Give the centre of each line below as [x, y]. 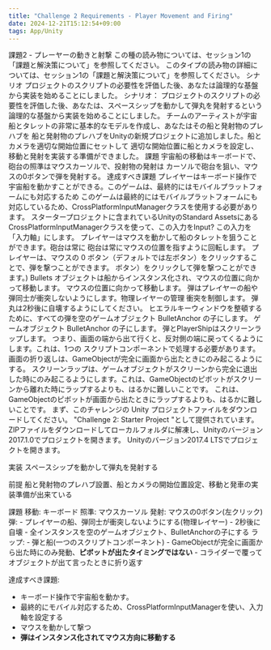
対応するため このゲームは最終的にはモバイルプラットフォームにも [147, 197]
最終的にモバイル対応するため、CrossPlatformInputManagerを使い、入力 [142, 607]
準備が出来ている [44, 494]
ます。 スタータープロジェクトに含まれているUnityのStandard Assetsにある [133, 217]
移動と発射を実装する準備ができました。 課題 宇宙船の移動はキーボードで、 [134, 156]
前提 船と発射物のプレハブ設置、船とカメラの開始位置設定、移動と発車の [130, 485]
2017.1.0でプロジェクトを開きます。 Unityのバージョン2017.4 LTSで [119, 440]
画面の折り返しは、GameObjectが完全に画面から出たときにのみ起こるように [135, 359]
